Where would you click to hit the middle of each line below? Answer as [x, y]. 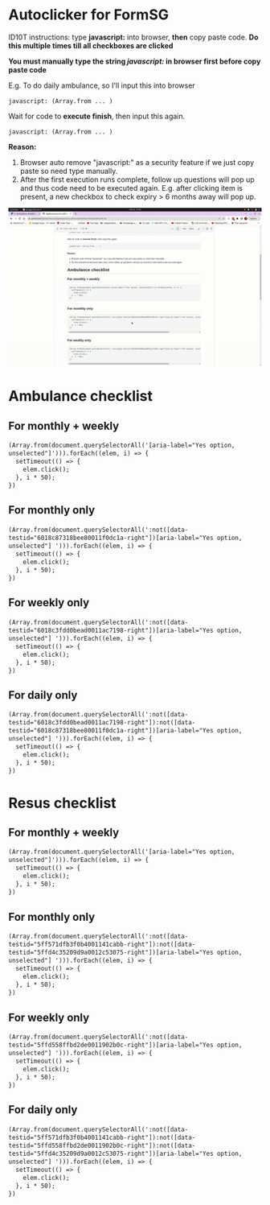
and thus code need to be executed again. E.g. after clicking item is [131, 188]
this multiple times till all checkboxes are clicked [91, 45]
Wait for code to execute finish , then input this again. [97, 116]
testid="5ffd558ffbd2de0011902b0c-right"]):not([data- [102, 1145]
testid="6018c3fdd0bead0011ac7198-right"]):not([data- [102, 723]
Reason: [22, 146]
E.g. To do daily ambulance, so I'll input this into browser [102, 85]
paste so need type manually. [69, 171]
